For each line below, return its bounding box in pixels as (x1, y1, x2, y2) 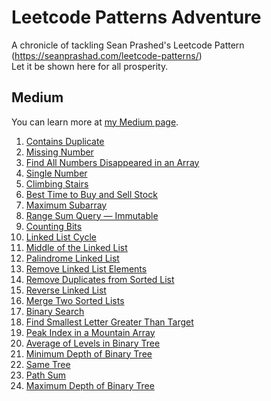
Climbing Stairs (25, 177, 89, 190)
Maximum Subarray (25, 199, 108, 211)
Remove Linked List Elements (25, 262, 148, 275)
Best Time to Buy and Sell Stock (25, 188, 158, 200)
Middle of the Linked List (25, 241, 128, 253)
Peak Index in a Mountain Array (25, 326, 156, 338)
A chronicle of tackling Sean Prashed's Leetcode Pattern (11, 39, 245, 51)
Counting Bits (25, 220, 83, 232)
